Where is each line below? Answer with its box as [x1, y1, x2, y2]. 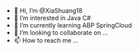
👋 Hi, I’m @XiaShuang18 [13, 7, 83, 14]
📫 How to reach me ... [13, 37, 79, 44]
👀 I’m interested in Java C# [13, 14, 92, 22]
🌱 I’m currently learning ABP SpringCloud [13, 21, 132, 29]
